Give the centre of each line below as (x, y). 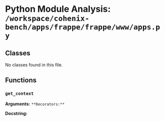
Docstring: (16, 113)
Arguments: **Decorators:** (35, 104)
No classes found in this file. (34, 65)
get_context (20, 94)
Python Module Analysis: (58, 9)
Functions (21, 80)
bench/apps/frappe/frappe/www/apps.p (83, 27)
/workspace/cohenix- (47, 18)
